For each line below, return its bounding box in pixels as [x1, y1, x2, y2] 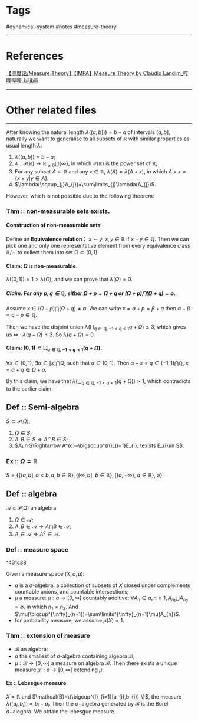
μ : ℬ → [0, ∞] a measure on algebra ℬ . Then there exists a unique [14, 659, 177, 667]
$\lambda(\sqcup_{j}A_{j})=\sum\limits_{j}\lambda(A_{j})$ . [14, 181, 156, 188]
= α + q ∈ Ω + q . [6, 366, 47, 373]
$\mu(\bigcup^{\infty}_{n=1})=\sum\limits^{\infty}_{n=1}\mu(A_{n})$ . [14, 611, 181, 618]
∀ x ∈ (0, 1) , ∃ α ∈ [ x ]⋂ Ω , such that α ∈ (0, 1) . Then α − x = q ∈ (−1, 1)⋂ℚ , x [6, 359, 189, 366]
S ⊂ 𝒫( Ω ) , [6, 418, 31, 425]
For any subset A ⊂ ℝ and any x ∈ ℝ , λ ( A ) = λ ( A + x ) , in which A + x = [14, 168, 187, 175]
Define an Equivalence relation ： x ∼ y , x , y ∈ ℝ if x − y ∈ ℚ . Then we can [6, 235, 190, 242]
